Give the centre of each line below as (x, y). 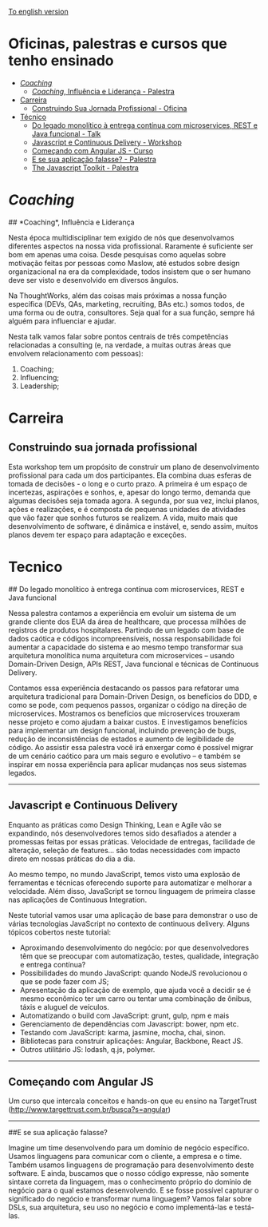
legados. (23, 772)
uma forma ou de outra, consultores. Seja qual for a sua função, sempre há (132, 312)
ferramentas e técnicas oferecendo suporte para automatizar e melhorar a (130, 883)
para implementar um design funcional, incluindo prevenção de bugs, (122, 730)
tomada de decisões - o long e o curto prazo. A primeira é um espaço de (128, 483)
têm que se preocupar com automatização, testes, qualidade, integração (139, 956)
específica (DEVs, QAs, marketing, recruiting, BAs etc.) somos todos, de (126, 304)
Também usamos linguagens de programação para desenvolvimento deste (131, 1165)
